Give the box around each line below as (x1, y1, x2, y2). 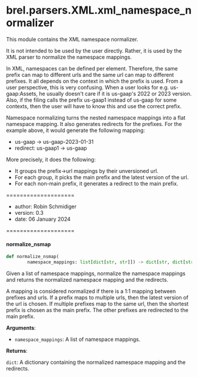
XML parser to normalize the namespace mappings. (6, 53, 132, 60)
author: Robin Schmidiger (14, 202, 77, 210)
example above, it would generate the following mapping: (6, 127, 146, 134)
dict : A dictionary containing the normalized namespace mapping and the (6, 359, 186, 366)
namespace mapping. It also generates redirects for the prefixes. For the (6, 120, 182, 127)
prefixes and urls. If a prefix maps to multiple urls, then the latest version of (6, 294, 189, 301)
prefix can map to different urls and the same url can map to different (6, 71, 174, 78)
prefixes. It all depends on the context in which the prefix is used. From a (6, 78, 183, 85)
